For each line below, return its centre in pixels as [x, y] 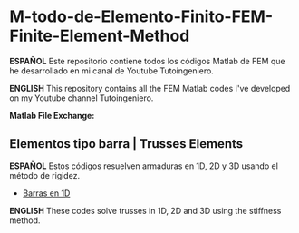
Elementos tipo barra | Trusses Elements [126, 144]
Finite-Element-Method [100, 36]
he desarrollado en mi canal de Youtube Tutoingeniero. [112, 71]
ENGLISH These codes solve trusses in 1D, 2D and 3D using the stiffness [145, 210]
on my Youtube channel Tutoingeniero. [82, 98]
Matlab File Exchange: [52, 115]
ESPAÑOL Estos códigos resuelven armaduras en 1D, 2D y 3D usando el [144, 166]
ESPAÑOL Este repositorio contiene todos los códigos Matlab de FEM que [147, 61]
